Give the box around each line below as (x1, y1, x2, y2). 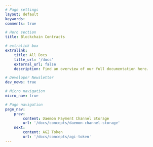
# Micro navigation (5, 89, 45, 94)
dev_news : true (5, 80, 37, 85)
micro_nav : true (5, 93, 38, 98)
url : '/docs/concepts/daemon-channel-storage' (23, 120, 120, 126)
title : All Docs (14, 52, 48, 57)
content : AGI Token (23, 130, 63, 135)
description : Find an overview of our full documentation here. (14, 66, 149, 72)
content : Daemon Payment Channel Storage (23, 116, 110, 121)
